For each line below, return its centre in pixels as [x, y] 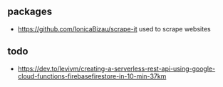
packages [30, 12]
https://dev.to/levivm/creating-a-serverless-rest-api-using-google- [116, 68]
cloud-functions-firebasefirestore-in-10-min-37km [92, 76]
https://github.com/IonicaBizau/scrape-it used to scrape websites [114, 29]
